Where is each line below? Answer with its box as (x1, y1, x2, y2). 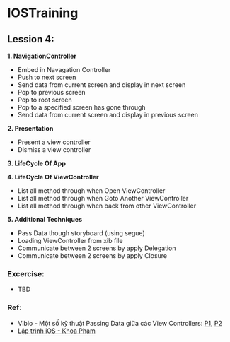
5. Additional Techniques (7, 216, 83, 223)
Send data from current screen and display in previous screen (17, 111, 198, 119)
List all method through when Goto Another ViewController (17, 194, 189, 202)
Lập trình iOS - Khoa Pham (17, 326, 96, 335)
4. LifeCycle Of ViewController (7, 173, 99, 181)
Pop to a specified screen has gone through (17, 103, 146, 111)
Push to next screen (17, 73, 76, 81)
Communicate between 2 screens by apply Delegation (17, 244, 176, 252)
